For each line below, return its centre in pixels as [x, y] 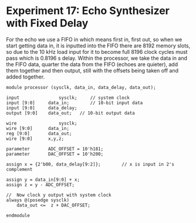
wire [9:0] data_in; [38, 128]
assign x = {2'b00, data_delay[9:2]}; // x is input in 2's [90, 164]
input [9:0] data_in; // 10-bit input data [75, 103]
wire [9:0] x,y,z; [35, 139]
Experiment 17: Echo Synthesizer [88, 11]
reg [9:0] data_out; [39, 133]
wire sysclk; [42, 123]
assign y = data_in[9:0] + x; [43, 180]
